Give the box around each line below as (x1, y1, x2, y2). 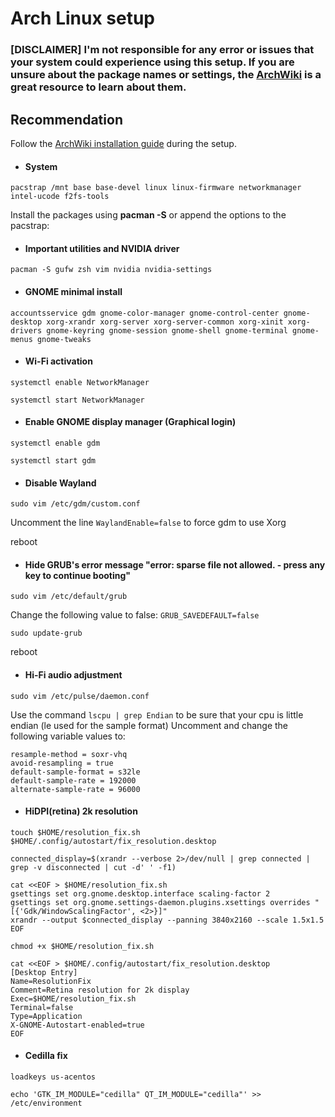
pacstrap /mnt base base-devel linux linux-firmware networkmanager (10, 183, 302, 193)
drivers (10, 325, 43, 336)
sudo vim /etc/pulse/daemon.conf (10, 691, 150, 701)
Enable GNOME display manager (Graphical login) (24, 416, 237, 428)
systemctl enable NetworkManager (10, 377, 150, 387)
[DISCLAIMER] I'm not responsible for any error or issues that (10, 43, 315, 57)
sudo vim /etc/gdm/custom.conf (10, 499, 141, 509)
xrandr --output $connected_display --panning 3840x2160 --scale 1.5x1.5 (10, 915, 325, 925)
